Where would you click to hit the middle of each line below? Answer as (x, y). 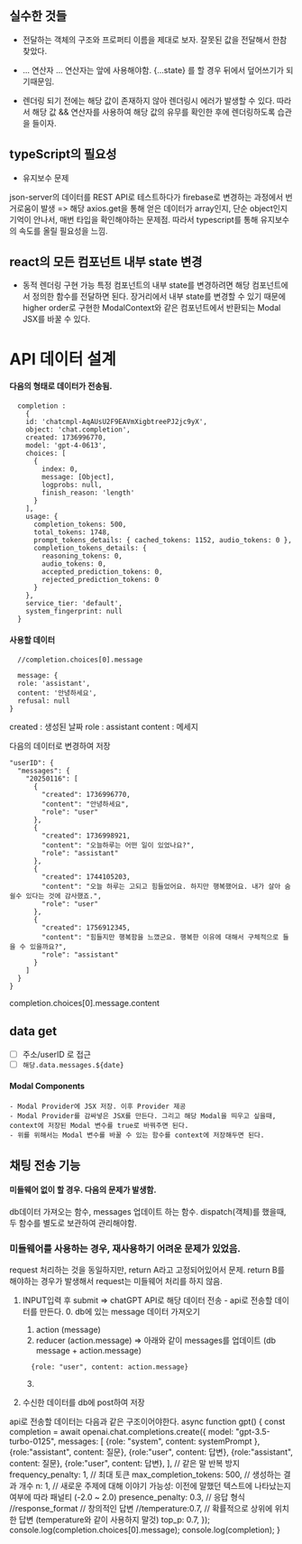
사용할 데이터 (32, 640)
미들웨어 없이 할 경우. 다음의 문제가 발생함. (83, 1190)
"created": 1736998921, (86, 836)
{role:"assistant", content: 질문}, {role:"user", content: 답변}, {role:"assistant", (151, 1452)
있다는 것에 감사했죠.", (64, 896)
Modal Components (47, 1086)
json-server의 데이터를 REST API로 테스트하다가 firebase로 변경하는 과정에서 (146, 197)
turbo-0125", (33, 1441)
